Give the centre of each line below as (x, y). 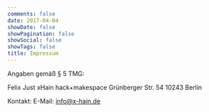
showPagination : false (41, 34)
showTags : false (31, 47)
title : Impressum (33, 54)
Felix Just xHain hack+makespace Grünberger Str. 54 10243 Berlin (105, 87)
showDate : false (31, 27)
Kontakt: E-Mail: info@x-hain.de (54, 101)
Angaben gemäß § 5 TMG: (46, 73)
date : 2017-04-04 (33, 21)
